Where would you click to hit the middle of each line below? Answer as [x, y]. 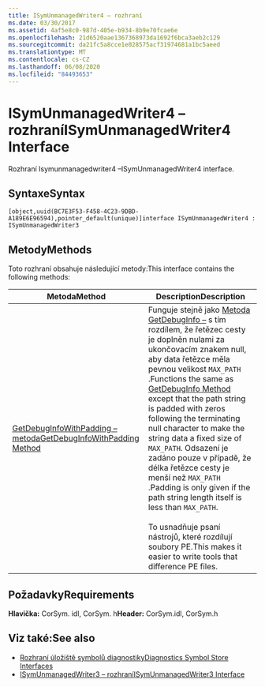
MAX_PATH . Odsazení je [188, 449]
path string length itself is [195, 497]
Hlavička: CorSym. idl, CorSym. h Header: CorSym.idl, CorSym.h [113, 614]
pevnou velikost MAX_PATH [194, 370]
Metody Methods [50, 250]
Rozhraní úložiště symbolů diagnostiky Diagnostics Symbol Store [124, 657]
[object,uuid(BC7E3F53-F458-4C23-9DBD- [74, 212]
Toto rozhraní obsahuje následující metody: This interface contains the [121, 268]
